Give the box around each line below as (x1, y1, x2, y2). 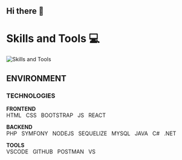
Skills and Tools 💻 (6, 32, 100, 45)
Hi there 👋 (6, 6, 44, 16)
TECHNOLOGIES (6, 92, 56, 100)
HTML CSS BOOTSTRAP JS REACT (6, 112, 106, 119)
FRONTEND (6, 105, 36, 113)
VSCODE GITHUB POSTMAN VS (6, 148, 96, 155)
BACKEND (6, 124, 33, 131)
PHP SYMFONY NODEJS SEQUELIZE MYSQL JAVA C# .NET (6, 130, 177, 137)
